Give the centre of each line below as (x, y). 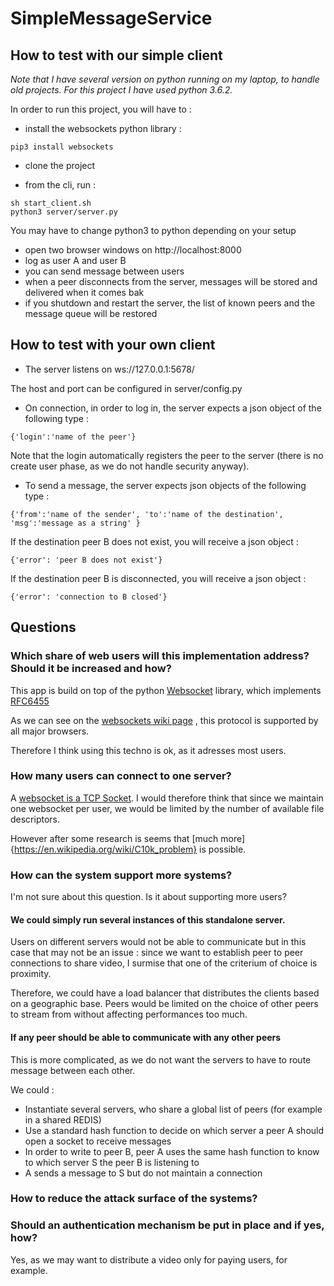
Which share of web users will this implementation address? (160, 656)
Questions (43, 627)
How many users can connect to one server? (121, 776)
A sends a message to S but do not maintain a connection (143, 1173)
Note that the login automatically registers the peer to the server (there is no (167, 455)
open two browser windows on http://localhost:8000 (133, 250)
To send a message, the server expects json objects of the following (165, 485)
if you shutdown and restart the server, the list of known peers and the (170, 303)
